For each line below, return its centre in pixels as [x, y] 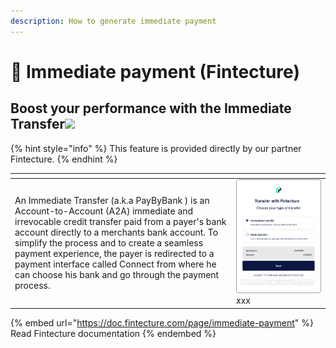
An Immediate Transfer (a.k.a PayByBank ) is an [112, 200]
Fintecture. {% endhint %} [64, 159]
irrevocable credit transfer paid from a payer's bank [120, 221]
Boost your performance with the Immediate [151, 108]
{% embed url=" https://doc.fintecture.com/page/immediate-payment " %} [162, 322]
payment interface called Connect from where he [115, 264]
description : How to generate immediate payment [113, 21]
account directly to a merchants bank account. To [116, 232]
